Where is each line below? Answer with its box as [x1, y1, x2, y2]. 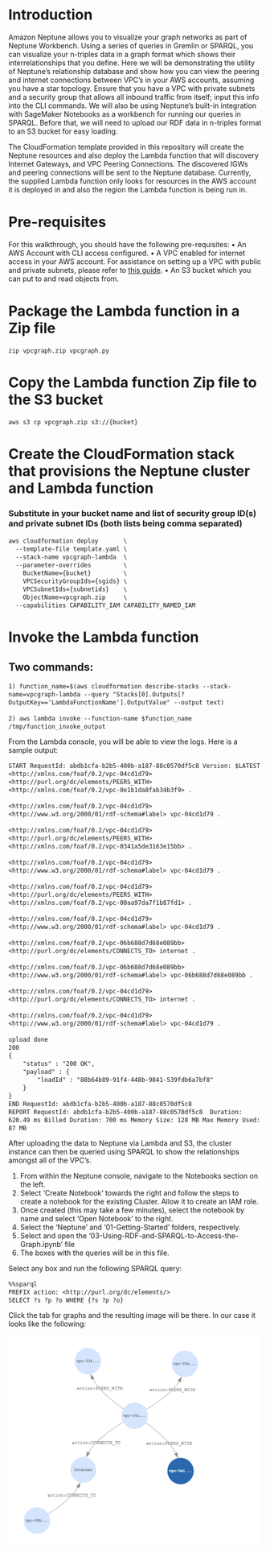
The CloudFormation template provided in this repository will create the [8, 142, 244, 151]
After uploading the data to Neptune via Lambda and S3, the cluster [8, 1138, 232, 1148]
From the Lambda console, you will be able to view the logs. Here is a [8, 737, 239, 746]
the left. [19, 1179, 46, 1189]
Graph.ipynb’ [19, 1240, 63, 1249]
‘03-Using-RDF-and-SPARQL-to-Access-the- [88, 1231, 239, 1241]
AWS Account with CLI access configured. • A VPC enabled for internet [8, 248, 246, 258]
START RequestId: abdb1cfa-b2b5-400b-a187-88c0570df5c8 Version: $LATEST [8, 762, 261, 770]
